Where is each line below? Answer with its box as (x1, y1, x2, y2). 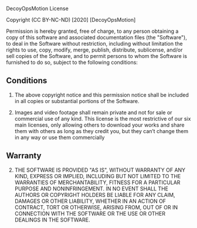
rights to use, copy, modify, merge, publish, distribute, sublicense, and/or (6, 46, 183, 53)
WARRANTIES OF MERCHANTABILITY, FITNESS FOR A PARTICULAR (14, 179, 181, 186)
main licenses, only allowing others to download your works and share (14, 121, 185, 128)
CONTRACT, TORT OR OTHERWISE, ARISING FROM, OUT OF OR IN (14, 203, 178, 210)
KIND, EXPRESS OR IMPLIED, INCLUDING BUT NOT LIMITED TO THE (14, 172, 181, 179)
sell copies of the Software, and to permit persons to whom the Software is (6, 53, 188, 59)
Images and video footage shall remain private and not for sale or (14, 108, 172, 116)
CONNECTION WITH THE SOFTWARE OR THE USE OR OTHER (14, 210, 166, 217)
